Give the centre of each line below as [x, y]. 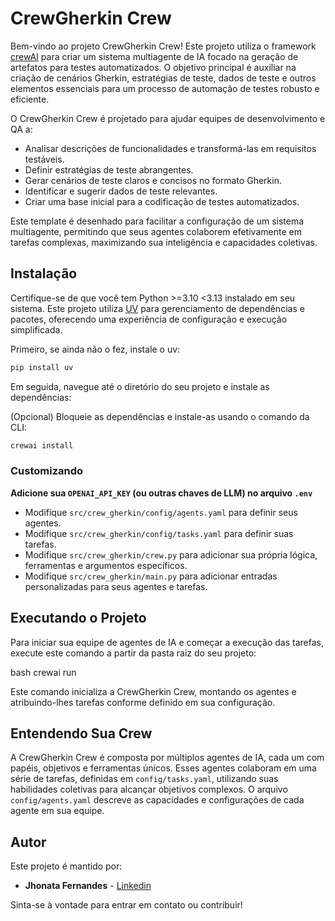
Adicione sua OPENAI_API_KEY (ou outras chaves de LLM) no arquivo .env [161, 493]
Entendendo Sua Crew [81, 733]
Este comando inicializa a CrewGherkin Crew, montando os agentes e [153, 691]
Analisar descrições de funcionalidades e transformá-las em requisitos [170, 148]
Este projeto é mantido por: [66, 866]
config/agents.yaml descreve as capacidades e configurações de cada [157, 800]
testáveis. [44, 159]
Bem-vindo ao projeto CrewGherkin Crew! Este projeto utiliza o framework [163, 46]
